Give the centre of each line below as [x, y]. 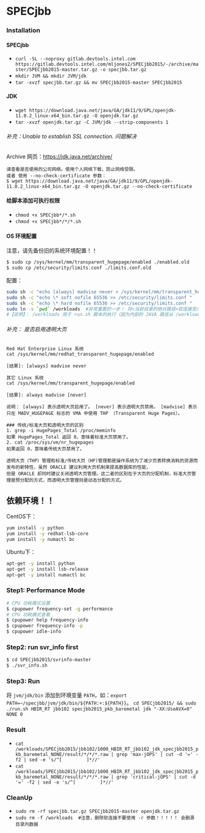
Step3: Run [23, 681]
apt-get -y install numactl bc [46, 575]
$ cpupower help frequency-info [47, 620]
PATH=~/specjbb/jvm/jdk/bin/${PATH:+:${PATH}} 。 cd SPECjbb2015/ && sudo [101, 703]
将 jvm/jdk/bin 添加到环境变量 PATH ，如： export [67, 695]
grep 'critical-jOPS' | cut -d [156, 777]
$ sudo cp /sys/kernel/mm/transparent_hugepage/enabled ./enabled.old [98, 262]
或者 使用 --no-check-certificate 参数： [56, 175]
